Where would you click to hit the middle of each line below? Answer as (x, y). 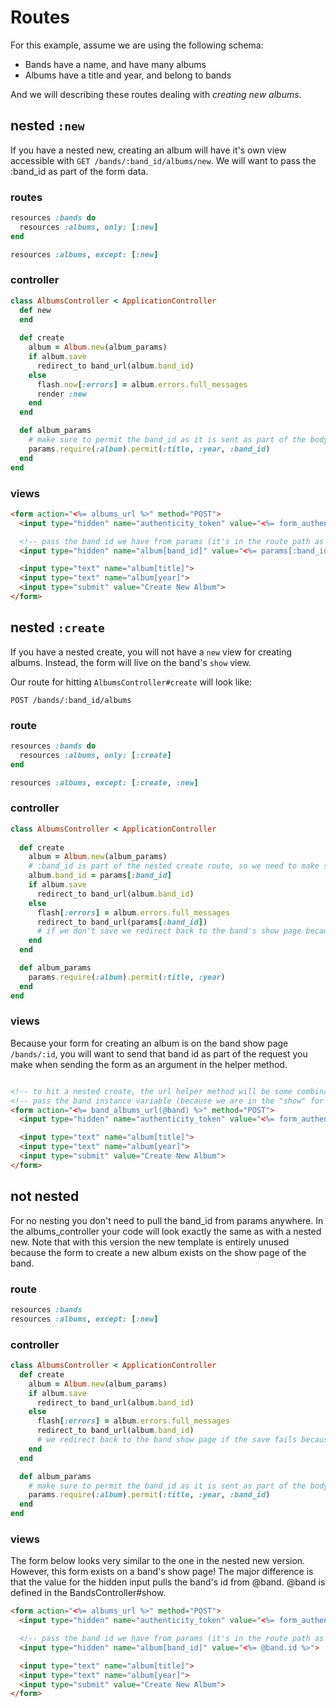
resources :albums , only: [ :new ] (89, 227)
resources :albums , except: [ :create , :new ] (104, 782)
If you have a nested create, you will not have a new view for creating (151, 652)
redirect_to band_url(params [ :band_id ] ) (122, 922)
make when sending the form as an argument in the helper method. (149, 1064)
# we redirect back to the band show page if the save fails (167, 1440)
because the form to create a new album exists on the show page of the (158, 1252)
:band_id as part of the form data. (79, 171)
